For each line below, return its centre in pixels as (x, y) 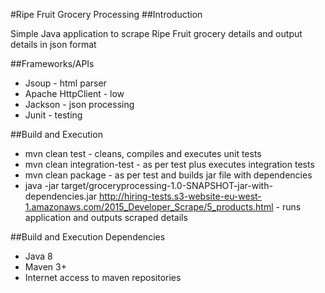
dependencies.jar (61, 196)
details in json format (53, 44)
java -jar (42, 185)
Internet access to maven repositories (103, 277)
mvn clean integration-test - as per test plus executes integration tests (169, 164)
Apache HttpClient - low (74, 93)
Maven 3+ (45, 267)
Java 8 (38, 256)
